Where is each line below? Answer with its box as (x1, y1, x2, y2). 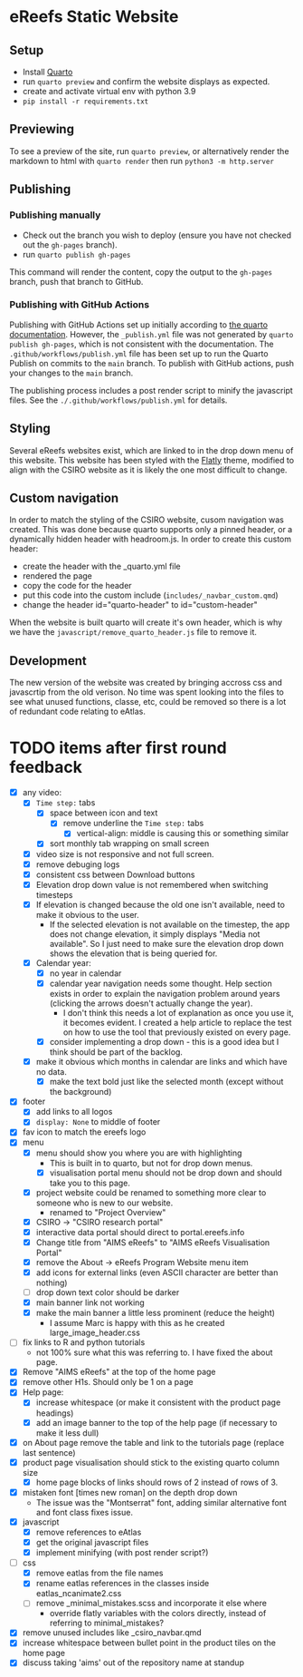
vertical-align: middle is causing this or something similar (76, 828, 289, 839)
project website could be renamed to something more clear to (35, 1186, 267, 1198)
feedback (9, 757, 83, 777)
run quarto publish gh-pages (22, 249, 131, 259)
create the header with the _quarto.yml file (22, 561, 181, 572)
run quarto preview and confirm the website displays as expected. (22, 76, 270, 87)
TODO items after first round (9, 737, 228, 758)
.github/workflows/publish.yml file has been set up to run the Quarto (9, 347, 269, 359)
